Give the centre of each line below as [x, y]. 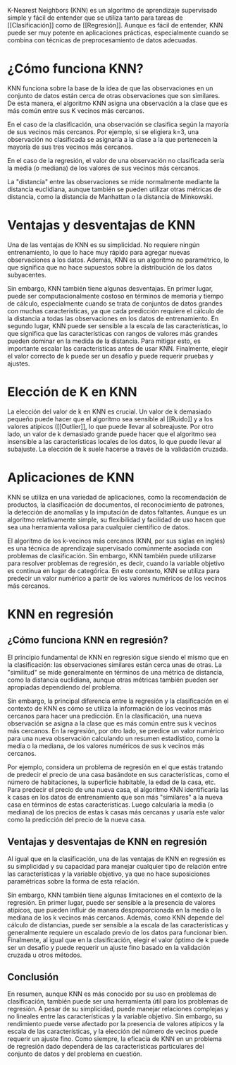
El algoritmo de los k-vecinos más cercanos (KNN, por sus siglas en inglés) [116, 541]
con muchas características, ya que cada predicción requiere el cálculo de [116, 311]
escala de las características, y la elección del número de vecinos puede [113, 1031]
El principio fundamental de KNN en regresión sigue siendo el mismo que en [118, 657]
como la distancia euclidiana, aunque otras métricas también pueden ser [113, 680]
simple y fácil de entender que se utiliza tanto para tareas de [95, 18]
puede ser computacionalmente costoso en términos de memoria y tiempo [116, 296]
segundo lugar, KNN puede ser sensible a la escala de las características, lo [117, 326]
